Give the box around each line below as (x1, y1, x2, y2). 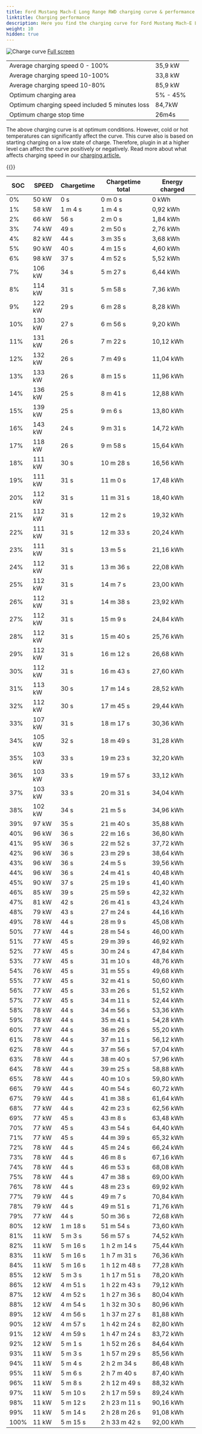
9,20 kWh (151, 320, 180, 328)
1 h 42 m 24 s (100, 1320, 141, 1328)
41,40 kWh (151, 879, 185, 887)
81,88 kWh (151, 1310, 185, 1319)
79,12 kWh (151, 1281, 185, 1289)
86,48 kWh (151, 1359, 185, 1368)
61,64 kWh (151, 1094, 185, 1103)
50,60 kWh (151, 976, 185, 985)
